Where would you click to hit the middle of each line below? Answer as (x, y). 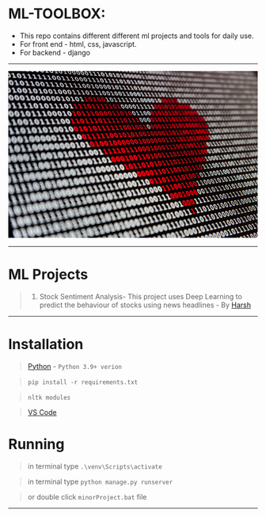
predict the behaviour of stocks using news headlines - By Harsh (145, 305)
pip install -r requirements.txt (83, 382)
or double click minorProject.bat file (87, 496)
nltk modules (49, 397)
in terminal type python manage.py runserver (100, 481)
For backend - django (55, 52)
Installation (46, 344)
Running (36, 444)
